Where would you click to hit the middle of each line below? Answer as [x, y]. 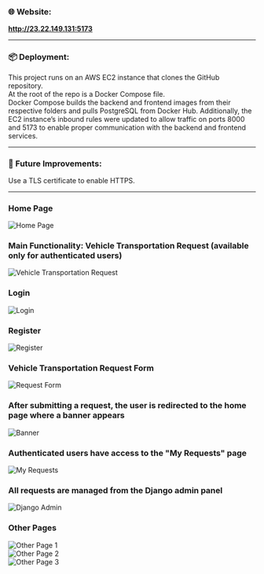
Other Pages [33, 528]
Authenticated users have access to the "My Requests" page [128, 453]
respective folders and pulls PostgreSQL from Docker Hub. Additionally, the [130, 110]
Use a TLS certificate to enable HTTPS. [71, 180]
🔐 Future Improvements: [55, 164]
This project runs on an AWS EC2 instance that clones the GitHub [114, 77]
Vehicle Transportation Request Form [81, 368]
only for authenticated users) [65, 256]
